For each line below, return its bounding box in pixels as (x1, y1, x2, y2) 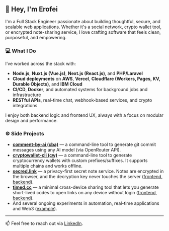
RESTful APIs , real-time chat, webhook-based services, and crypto (12, 97, 152, 103)
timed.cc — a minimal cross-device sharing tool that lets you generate (12, 184, 159, 190)
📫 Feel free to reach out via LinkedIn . (5, 220, 83, 226)
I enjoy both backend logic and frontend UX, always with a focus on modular (5, 112, 164, 118)
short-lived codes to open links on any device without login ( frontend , (12, 190, 157, 196)
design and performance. (5, 118, 58, 124)
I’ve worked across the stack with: (5, 61, 76, 67)
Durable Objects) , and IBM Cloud (12, 81, 83, 87)
